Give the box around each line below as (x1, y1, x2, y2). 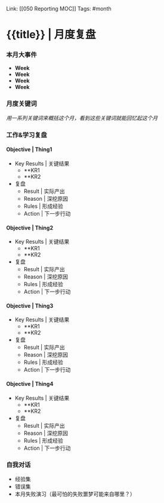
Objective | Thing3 (6, 302, 54, 309)
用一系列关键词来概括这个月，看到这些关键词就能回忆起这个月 (6, 114, 158, 121)
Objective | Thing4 (6, 380, 54, 387)
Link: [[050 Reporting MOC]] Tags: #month (6, 5, 112, 12)
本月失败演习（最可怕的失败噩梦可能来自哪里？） (14, 490, 135, 498)
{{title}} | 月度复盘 (6, 28, 97, 41)
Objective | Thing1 (6, 146, 52, 153)
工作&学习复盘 (6, 131, 48, 139)
